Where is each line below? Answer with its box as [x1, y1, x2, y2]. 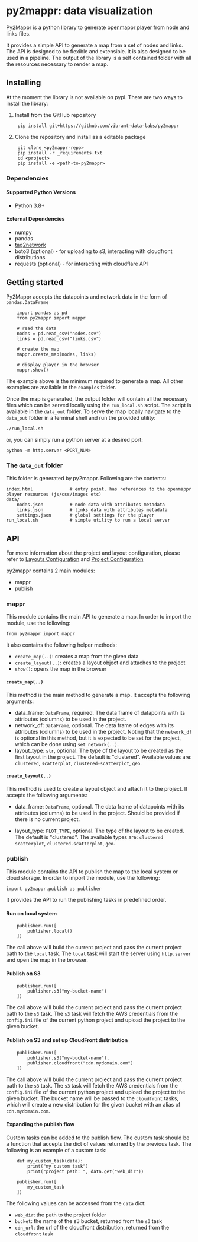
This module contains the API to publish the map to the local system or [6, 868, 178, 875]
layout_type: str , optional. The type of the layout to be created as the [14, 747, 183, 754]
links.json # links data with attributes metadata [17, 507, 168, 513]
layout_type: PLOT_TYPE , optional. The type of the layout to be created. [14, 827, 184, 834]
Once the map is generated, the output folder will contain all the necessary [6, 395, 188, 402]
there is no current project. [14, 815, 80, 823]
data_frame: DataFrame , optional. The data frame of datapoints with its [14, 803, 184, 810]
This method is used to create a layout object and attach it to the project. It [6, 785, 188, 792]
